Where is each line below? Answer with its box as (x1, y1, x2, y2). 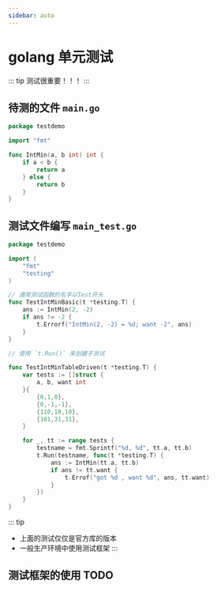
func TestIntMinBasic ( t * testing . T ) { (8, 298, 136, 307)
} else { (22, 173, 51, 181)
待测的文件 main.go (8, 100, 100, 115)
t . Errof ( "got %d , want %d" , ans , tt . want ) (64, 474, 211, 481)
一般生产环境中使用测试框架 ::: (19, 543, 118, 553)
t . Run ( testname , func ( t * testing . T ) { (36, 451, 164, 459)
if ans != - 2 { (22, 313, 73, 321)
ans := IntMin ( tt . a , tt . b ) (50, 459, 140, 466)
